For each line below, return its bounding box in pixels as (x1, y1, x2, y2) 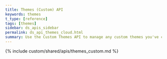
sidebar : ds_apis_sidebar (5, 26, 59, 30)
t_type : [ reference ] (5, 16, 48, 21)
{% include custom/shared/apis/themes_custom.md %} (5, 48, 119, 54)
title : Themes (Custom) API (5, 7, 64, 12)
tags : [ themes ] (5, 21, 37, 26)
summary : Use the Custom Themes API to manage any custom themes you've (5, 35, 159, 40)
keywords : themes (5, 12, 41, 17)
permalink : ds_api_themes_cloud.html (5, 30, 83, 35)
